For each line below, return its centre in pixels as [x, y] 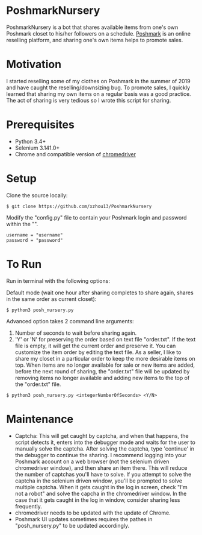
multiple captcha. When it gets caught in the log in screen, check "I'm [101, 487]
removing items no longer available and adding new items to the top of [102, 378]
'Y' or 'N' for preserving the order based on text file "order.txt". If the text [105, 339]
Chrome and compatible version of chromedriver [75, 154]
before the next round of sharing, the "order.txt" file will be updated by [102, 371]
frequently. [28, 506]
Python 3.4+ [30, 141]
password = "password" [35, 240]
